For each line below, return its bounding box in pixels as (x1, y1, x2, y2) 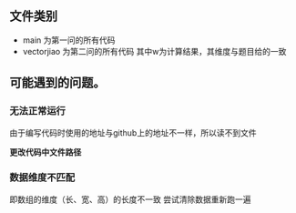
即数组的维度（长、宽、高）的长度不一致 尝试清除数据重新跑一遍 (9, 194, 251, 205)
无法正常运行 (9, 105, 66, 117)
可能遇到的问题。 (9, 76, 106, 91)
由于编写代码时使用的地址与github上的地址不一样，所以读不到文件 (9, 127, 257, 138)
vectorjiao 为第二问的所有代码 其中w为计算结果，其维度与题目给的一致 (22, 46, 287, 56)
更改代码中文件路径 (9, 147, 82, 157)
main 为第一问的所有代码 (22, 35, 116, 46)
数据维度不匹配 (9, 171, 76, 184)
